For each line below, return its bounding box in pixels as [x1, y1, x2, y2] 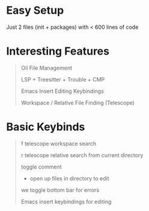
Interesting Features [6, 44, 110, 58]
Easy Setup [6, 4, 64, 17]
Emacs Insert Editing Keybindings [20, 88, 104, 95]
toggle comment [20, 163, 62, 170]
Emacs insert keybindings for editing [20, 198, 112, 205]
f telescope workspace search [20, 140, 97, 147]
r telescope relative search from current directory [20, 151, 144, 159]
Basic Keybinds [6, 120, 85, 134]
